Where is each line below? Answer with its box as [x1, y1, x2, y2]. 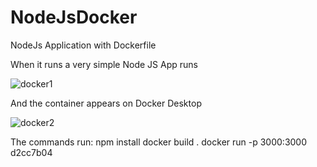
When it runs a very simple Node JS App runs [10, 58, 198, 70]
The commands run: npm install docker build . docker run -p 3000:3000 [10, 136, 308, 148]
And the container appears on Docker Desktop [10, 97, 202, 109]
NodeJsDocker [10, 6, 138, 29]
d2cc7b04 [10, 146, 53, 158]
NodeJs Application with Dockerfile [10, 39, 157, 51]
